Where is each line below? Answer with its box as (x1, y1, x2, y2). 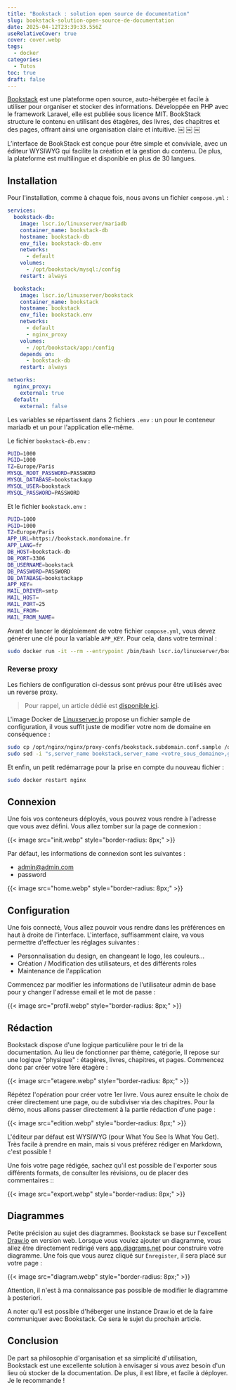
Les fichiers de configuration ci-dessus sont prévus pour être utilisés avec (7, 680, 223, 688)
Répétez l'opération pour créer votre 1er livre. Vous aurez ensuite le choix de (7, 1090, 229, 1099)
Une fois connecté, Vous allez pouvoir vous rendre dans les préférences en (7, 923, 225, 932)
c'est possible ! (7, 1147, 51, 1156)
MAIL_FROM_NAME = (7, 614, 55, 621)
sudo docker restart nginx (7, 776, 86, 783)
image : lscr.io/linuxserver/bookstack (20, 291, 133, 299)
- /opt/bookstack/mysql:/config (25, 266, 121, 273)
